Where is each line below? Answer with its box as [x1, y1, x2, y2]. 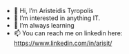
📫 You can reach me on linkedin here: [13, 29, 123, 37]
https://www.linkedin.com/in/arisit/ [13, 39, 112, 47]
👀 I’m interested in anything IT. [13, 14, 101, 22]
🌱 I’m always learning [13, 21, 75, 29]
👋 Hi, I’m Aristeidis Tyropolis [13, 7, 94, 15]
